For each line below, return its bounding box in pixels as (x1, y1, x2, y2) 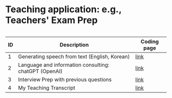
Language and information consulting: (18, 61, 110, 68)
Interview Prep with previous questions (18, 76, 112, 83)
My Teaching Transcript (18, 84, 76, 91)
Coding (140, 38, 159, 45)
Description (59, 41, 89, 48)
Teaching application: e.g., (5, 4, 122, 15)
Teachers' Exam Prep (5, 14, 98, 26)
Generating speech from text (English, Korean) (18, 53, 130, 60)
